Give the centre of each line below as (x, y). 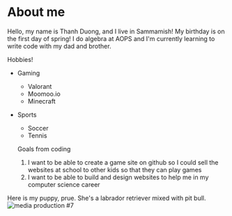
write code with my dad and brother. (59, 46)
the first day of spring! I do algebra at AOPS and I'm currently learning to (111, 38)
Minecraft (41, 101)
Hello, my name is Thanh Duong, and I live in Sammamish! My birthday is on (116, 31)
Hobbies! (20, 59)
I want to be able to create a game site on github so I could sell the (123, 162)
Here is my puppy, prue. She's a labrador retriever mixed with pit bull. (107, 198)
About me (36, 12)
